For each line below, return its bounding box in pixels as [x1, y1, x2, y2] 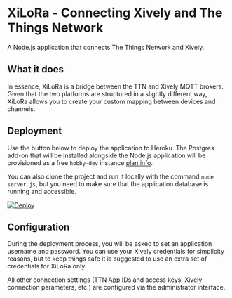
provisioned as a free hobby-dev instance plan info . [7, 158, 153, 167]
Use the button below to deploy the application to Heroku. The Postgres [7, 143, 215, 152]
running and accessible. [7, 187, 77, 195]
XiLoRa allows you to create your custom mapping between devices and [7, 97, 216, 105]
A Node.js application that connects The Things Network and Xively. [7, 43, 205, 51]
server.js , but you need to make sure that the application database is [7, 179, 209, 188]
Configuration [7, 221, 70, 233]
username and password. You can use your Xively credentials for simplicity [7, 247, 225, 256]
